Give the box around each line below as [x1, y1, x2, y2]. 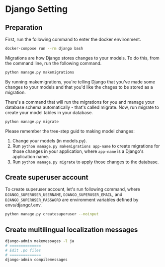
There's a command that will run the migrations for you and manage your [5, 99, 155, 105]
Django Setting [5, 3, 68, 15]
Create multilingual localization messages [5, 225, 138, 234]
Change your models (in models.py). [12, 137, 87, 143]
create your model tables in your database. [5, 109, 93, 115]
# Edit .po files [5, 248, 41, 253]
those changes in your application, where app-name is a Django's [12, 148, 144, 154]
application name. [12, 153, 49, 159]
